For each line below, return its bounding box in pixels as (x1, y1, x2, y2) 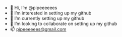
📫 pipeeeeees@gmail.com (10, 26, 67, 32)
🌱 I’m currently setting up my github (10, 15, 85, 21)
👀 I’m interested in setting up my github (10, 10, 92, 16)
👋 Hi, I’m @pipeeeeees (10, 5, 57, 10)
